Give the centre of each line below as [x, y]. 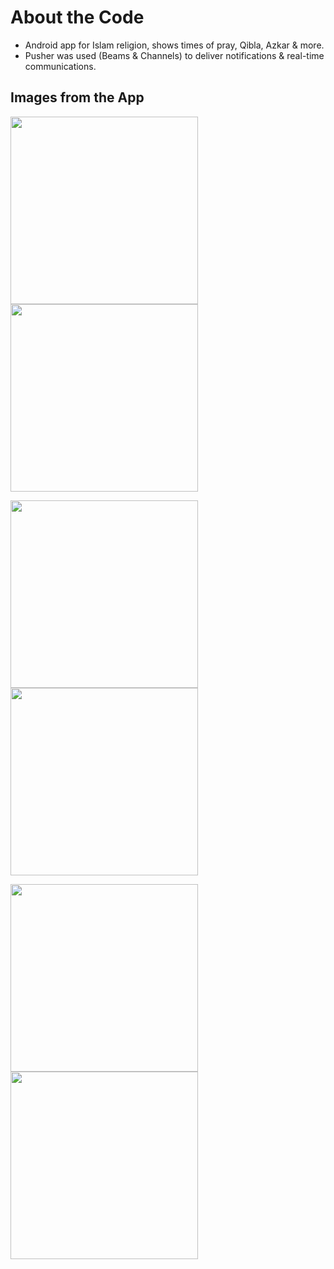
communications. [60, 66]
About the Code [77, 17]
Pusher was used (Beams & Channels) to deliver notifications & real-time [174, 55]
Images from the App [77, 97]
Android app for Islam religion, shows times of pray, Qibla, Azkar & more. [174, 45]
